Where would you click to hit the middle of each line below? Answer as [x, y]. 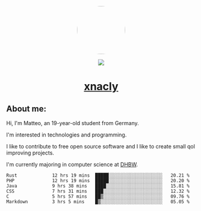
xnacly [101, 87]
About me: [26, 109]
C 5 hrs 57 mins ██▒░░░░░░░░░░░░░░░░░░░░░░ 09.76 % [98, 197]
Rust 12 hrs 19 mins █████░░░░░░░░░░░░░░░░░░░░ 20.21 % [98, 176]
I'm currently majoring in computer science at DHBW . [72, 164]
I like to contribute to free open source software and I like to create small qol [101, 146]
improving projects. [30, 153]
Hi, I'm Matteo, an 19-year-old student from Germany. [73, 123]
